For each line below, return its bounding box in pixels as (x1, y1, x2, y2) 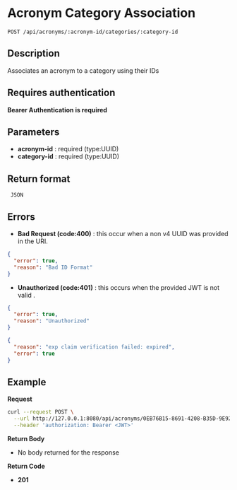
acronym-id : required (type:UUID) (17, 145, 119, 153)
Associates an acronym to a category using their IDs (7, 66, 159, 75)
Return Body (7, 434, 45, 443)
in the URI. (17, 237, 48, 245)
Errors (7, 211, 35, 223)
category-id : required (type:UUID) (17, 152, 120, 161)
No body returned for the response (17, 448, 120, 457)
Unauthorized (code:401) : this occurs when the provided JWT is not (17, 283, 220, 291)
